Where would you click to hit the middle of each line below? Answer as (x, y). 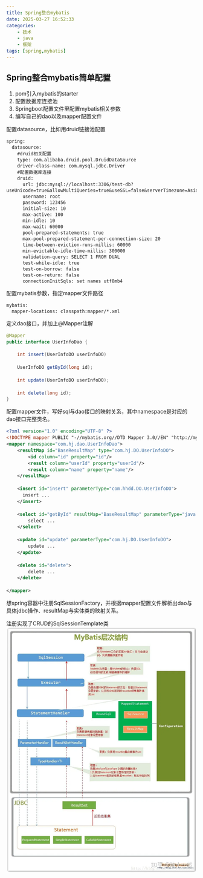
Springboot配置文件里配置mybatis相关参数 (68, 108)
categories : (21, 25)
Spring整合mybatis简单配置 (58, 78)
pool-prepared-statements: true (63, 233)
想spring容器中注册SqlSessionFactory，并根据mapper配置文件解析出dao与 (99, 603)
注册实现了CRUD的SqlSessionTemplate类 (57, 623)
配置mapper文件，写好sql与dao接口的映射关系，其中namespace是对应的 (97, 412)
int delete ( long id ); (44, 393)
